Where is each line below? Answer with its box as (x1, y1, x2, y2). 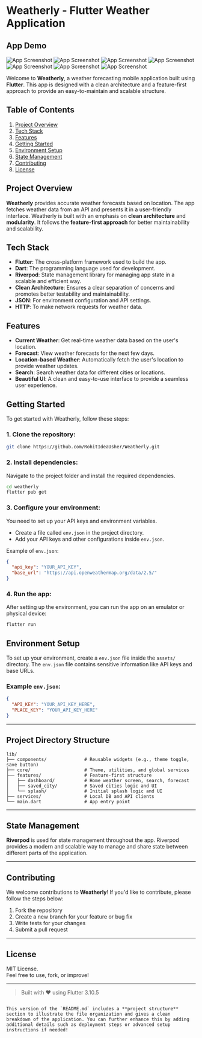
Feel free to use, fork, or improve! (6, 972, 89, 979)
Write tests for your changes (14, 920, 86, 927)
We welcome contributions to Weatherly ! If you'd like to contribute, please (6, 888, 191, 896)
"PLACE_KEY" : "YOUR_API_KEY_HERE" (11, 707, 98, 713)
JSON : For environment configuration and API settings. (14, 297, 151, 304)
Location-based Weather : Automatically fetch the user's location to (14, 356, 184, 363)
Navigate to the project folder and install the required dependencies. (6, 472, 176, 479)
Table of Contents (6, 105, 75, 115)
